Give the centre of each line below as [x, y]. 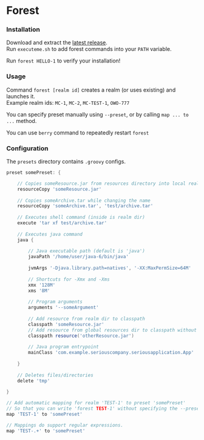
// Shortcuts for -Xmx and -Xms [69, 279]
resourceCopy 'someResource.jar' [59, 189]
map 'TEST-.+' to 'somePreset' [46, 431]
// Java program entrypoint [63, 347]
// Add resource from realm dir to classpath [87, 319]
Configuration [27, 148]
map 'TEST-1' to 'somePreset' [45, 414]
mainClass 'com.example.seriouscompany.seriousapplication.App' [111, 353]
